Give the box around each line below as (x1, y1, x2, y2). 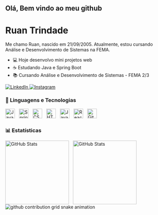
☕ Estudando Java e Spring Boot (12, 65, 81, 71)
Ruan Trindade (5, 24, 69, 36)
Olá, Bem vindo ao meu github (5, 4, 103, 13)
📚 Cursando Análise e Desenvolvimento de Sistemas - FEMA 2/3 (12, 72, 149, 78)
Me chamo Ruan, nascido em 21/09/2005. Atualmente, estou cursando (5, 41, 153, 47)
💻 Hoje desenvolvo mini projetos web (12, 57, 92, 63)
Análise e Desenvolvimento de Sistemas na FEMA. (5, 47, 110, 53)
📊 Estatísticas (5, 127, 42, 134)
